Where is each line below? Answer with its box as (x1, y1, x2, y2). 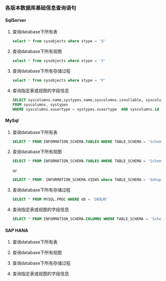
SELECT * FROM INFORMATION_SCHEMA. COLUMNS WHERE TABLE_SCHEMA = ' (12, 217, 153, 222)
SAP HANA (5, 227, 28, 233)
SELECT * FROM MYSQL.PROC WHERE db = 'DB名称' (12, 197, 109, 202)
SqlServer (5, 17, 26, 23)
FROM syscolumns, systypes (12, 102, 68, 107)
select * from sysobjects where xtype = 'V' (12, 58, 106, 63)
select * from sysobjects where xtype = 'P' (12, 78, 106, 83)
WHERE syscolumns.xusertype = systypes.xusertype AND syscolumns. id (12, 107, 160, 112)
